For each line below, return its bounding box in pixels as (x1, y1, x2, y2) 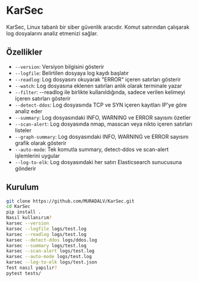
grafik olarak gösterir (14, 139, 67, 147)
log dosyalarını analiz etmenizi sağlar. (6, 29, 98, 37)
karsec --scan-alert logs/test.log (6, 248, 95, 254)
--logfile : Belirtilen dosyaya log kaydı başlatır (14, 69, 129, 77)
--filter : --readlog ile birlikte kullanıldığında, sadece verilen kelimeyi (14, 88, 185, 96)
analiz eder (14, 107, 43, 114)
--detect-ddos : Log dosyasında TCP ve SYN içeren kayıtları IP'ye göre (14, 101, 187, 108)
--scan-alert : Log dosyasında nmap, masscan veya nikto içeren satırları (14, 120, 193, 128)
